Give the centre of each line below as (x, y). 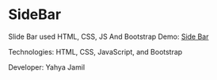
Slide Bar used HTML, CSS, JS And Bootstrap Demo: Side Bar (108, 36)
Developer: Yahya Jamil (47, 67)
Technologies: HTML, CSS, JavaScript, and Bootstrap (95, 51)
